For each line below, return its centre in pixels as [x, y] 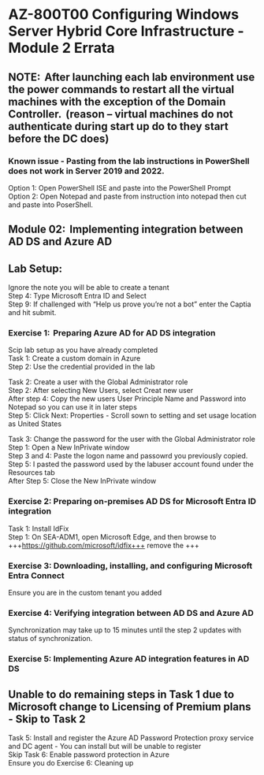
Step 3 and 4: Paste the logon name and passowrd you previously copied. [128, 456]
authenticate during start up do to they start [118, 126]
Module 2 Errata [62, 48]
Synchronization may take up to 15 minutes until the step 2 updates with [125, 630]
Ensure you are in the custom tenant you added [85, 592]
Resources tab [32, 473]
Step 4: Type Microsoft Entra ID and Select [78, 296]
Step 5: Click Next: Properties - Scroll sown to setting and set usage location [132, 416]
